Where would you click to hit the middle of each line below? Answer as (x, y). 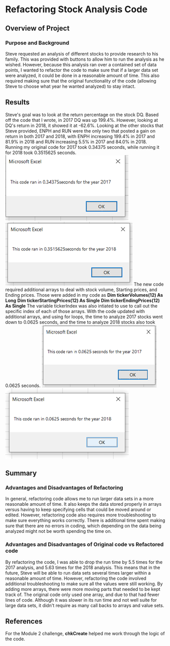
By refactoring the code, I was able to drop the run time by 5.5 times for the (84, 562)
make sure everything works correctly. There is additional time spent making (85, 521)
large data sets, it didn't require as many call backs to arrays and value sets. (85, 605)
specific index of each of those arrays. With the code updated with (75, 311)
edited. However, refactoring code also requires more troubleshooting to (81, 515)
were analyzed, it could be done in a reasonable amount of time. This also (82, 75)
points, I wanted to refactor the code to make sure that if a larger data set (82, 70)
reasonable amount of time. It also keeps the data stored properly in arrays (83, 504)
